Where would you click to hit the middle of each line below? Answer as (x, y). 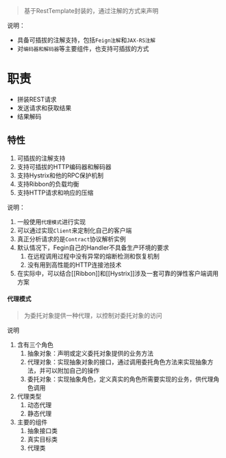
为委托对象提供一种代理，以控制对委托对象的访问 (93, 315)
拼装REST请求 (37, 99)
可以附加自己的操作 (73, 370)
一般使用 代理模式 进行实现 (51, 221)
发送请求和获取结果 (44, 108)
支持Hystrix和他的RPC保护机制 (60, 175)
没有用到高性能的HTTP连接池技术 (74, 265)
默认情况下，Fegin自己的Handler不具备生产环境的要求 (93, 248)
